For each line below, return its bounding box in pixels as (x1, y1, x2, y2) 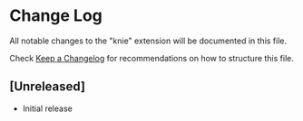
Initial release (22, 103, 73, 114)
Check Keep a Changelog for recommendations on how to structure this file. (9, 52, 295, 63)
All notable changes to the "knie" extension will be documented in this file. (9, 35, 288, 46)
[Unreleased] (9, 79, 86, 95)
